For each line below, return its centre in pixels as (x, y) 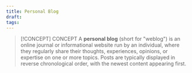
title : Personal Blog (32, 11)
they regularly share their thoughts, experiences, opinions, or (94, 51)
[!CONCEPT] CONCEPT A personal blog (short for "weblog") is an (100, 39)
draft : (14, 17)
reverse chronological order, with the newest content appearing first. (103, 64)
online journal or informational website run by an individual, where (100, 45)
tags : (13, 22)
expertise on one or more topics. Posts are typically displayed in (98, 58)
